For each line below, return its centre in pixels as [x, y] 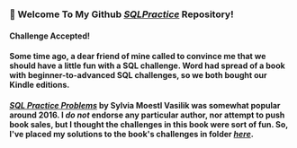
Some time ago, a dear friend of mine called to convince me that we [138, 57]
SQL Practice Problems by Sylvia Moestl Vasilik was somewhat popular [145, 105]
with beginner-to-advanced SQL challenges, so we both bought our [138, 75]
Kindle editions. [40, 85]
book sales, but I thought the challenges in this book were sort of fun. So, [148, 124]
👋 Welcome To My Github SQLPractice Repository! [121, 14]
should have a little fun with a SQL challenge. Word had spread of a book [147, 65]
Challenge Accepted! [50, 36]
